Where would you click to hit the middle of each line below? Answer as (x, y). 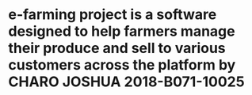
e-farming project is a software (113, 15)
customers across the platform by (122, 65)
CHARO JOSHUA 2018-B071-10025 (126, 82)
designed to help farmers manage (122, 31)
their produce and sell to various (117, 48)
